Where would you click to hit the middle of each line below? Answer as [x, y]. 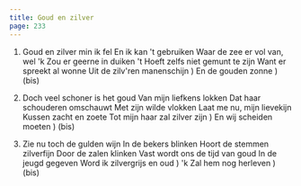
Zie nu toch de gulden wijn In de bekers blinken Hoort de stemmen [146, 144]
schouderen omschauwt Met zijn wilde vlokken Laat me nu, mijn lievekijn [157, 107]
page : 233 [28, 26]
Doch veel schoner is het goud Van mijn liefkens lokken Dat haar [142, 97]
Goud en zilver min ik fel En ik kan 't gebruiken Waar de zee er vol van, [153, 51]
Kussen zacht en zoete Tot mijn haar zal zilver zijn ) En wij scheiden [147, 117]
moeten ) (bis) [49, 126]
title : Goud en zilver [52, 18]
